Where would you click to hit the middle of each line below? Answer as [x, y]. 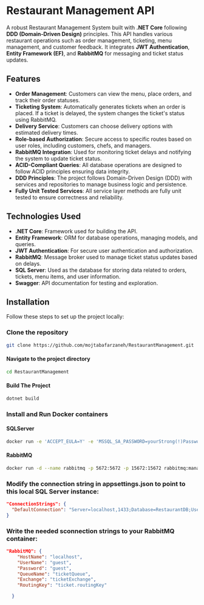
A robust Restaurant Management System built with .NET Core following [97, 27]
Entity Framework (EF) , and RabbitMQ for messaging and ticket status [95, 53]
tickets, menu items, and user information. [68, 276]
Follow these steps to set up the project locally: [65, 317]
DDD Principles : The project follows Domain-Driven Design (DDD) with [104, 178]
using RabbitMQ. [36, 119]
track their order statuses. [47, 100]
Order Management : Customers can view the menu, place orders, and [104, 94]
